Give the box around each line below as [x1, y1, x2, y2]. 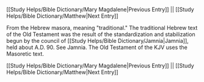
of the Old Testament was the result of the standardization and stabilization [6, 31, 195, 38]
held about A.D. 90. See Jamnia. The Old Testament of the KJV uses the [6, 43, 188, 51]
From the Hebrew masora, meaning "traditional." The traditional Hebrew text [6, 24, 198, 31]
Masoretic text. [6, 50, 45, 58]
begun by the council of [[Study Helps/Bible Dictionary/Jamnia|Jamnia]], [6, 37, 189, 44]
